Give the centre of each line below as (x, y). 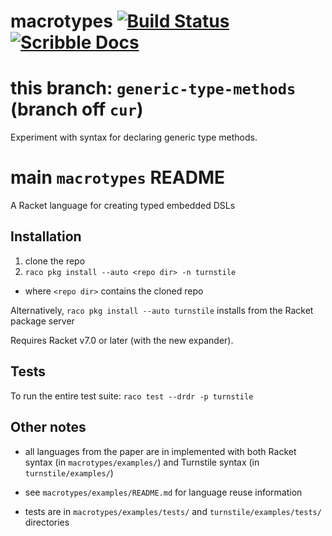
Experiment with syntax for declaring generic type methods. (134, 137)
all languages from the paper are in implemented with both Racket (160, 451)
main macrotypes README (117, 177)
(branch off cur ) (77, 109)
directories (47, 522)
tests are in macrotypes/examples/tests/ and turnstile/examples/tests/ (173, 511)
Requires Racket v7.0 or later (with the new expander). (122, 340)
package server (42, 321)
